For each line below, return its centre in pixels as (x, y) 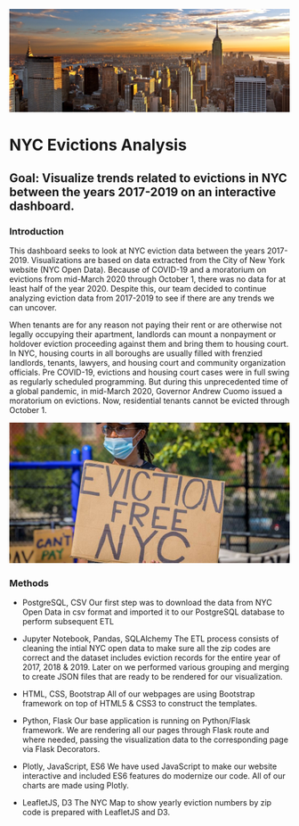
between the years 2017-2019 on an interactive (143, 192)
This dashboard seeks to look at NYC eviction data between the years (137, 251)
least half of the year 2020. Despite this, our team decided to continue (138, 288)
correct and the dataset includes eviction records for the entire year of (151, 658)
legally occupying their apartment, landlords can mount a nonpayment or (143, 334)
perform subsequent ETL (68, 622)
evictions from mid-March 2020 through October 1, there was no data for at (148, 279)
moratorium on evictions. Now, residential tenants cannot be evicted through (149, 401)
